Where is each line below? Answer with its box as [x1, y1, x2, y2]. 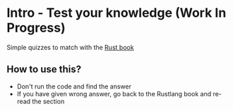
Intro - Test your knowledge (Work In [6, 5, 227, 21]
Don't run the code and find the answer [16, 82, 132, 91]
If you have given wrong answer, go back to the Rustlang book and [16, 89, 212, 98]
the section [32, 97, 65, 105]
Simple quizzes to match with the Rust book [6, 43, 135, 51]
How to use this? [6, 63, 82, 75]
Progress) [6, 20, 66, 36]
